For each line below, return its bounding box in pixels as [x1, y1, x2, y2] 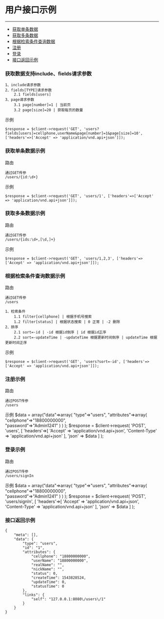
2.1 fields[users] [14, 92, 51, 97]
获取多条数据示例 [5, 210, 45, 217]
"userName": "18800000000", [31, 558, 89, 563]
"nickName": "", [31, 567, 64, 572]
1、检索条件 [5, 309, 26, 314]
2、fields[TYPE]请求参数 [5, 88, 52, 93]
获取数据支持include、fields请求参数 [5, 70, 92, 77]
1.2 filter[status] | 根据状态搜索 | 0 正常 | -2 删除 [14, 319, 121, 325]
